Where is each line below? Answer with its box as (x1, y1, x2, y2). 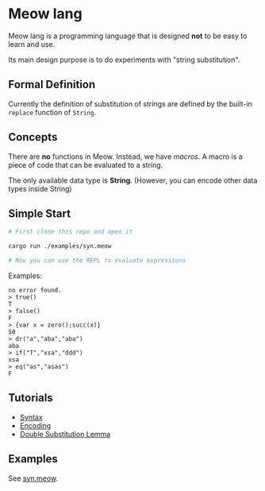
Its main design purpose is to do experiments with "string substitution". (8, 55, 240, 64)
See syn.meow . (8, 474, 58, 483)
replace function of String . (8, 107, 97, 117)
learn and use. (8, 39, 56, 48)
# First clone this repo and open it (8, 228, 133, 236)
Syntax (19, 412, 44, 422)
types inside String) (8, 184, 73, 193)
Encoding (19, 420, 52, 430)
